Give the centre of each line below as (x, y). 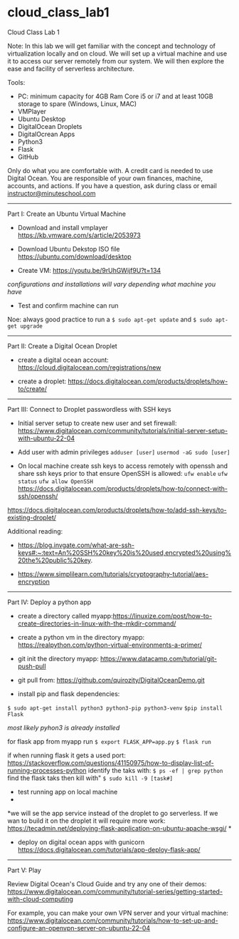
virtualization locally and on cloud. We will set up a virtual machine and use (117, 53)
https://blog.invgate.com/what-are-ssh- (76, 545)
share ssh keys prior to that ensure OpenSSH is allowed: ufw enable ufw (122, 473)
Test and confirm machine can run (68, 305)
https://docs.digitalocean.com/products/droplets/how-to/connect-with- (123, 488)
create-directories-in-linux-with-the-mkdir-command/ (97, 623)
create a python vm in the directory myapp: (81, 637)
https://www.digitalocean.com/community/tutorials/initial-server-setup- (123, 430)
